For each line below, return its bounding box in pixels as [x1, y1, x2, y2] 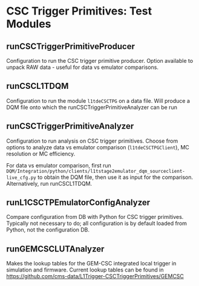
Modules [6, 17, 51, 31]
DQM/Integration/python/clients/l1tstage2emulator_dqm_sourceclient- [6, 168, 186, 174]
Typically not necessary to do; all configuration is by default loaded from [6, 219, 188, 227]
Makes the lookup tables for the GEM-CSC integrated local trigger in [6, 260, 177, 267]
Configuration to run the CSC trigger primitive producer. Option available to [6, 57, 194, 64]
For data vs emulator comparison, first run [6, 161, 112, 169]
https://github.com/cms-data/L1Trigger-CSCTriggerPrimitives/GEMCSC [6, 273, 184, 280]
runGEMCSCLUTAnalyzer [6, 244, 105, 254]
